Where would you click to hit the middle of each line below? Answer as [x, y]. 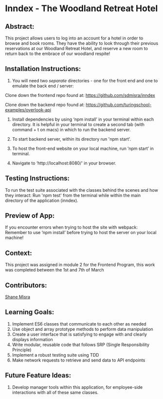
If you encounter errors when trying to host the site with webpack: [71, 227]
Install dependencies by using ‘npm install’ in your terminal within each [83, 119]
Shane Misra [18, 297]
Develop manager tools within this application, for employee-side [77, 387]
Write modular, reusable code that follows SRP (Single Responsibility [81, 345]
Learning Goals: [30, 312]
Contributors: [26, 285]
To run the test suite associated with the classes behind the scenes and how [81, 190]
